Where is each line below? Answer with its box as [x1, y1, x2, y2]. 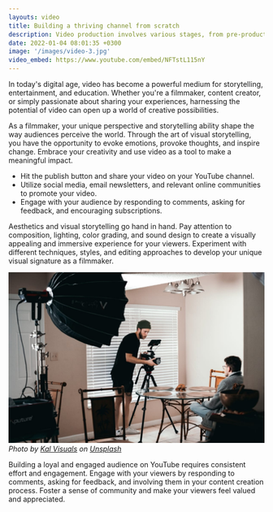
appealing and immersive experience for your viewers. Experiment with [8, 239, 247, 248]
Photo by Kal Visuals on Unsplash [8, 444, 122, 453]
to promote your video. [19, 189, 97, 198]
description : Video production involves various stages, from [8, 30, 223, 38]
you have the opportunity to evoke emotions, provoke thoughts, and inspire [8, 138, 260, 148]
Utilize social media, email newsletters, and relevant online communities [19, 180, 262, 189]
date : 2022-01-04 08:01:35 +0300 [8, 39, 122, 47]
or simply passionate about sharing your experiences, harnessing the [8, 97, 240, 106]
